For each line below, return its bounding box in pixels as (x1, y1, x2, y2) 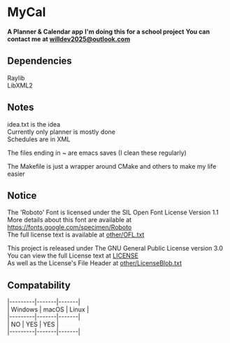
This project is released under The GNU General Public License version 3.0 (7, 244, 224, 253)
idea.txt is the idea (7, 120, 61, 128)
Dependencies (7, 55, 72, 67)
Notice (7, 190, 37, 202)
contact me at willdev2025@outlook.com (7, 34, 131, 43)
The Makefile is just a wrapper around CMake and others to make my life (7, 162, 217, 170)
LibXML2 (7, 81, 34, 90)
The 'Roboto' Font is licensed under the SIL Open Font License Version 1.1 (7, 208, 219, 217)
